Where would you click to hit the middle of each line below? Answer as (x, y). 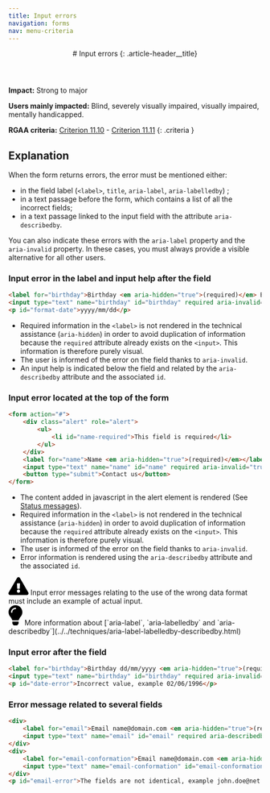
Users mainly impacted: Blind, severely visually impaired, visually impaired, (134, 106)
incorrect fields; (46, 208)
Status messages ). (51, 506)
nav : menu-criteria (41, 31)
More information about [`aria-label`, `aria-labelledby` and (119, 623)
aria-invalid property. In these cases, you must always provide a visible (129, 249)
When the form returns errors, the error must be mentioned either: (118, 175)
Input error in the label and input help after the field (110, 279)
